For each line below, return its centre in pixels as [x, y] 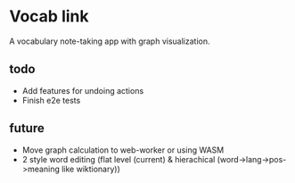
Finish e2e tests [51, 100]
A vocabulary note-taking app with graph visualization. [110, 41]
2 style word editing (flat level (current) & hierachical [119, 159]
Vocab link [49, 17]
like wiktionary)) [90, 169]
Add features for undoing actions [83, 90]
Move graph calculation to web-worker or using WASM [123, 150]
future [27, 128]
